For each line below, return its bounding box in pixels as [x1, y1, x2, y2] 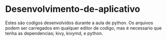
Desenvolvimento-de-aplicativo [5, 3, 141, 15]
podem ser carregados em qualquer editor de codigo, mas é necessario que [5, 25, 162, 31]
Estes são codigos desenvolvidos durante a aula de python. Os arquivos [5, 20, 154, 26]
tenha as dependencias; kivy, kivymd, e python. [5, 30, 103, 36]
